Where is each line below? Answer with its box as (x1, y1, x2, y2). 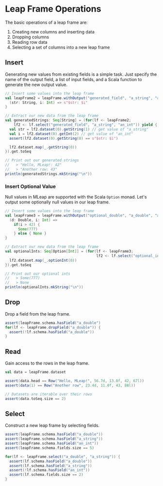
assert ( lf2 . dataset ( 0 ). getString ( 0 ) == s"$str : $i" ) (9, 136, 118, 141)
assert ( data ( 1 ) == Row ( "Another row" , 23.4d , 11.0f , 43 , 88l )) (5, 383, 136, 388)
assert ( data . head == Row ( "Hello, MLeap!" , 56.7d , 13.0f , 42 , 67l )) (5, 379, 145, 384)
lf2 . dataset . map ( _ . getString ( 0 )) (9, 145, 77, 150)
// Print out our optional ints (5, 271, 70, 276)
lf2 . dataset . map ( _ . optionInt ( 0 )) (9, 258, 77, 263)
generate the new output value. (5, 82, 68, 87)
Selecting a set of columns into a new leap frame (12, 44, 110, 50)
